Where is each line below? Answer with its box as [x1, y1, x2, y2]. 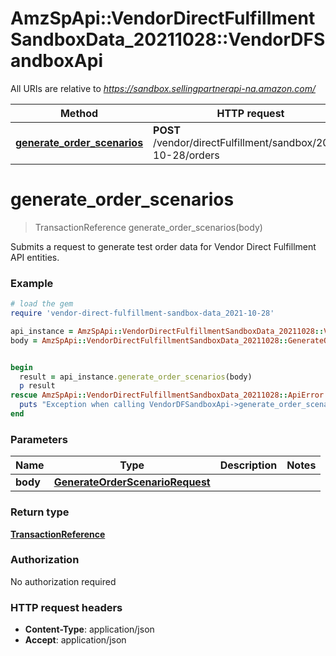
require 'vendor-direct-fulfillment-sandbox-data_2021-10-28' [10, 308, 275, 319]
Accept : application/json [24, 634, 127, 646]
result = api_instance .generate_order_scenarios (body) [19, 372, 253, 382]
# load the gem [10, 299, 74, 309]
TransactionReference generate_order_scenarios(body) [34, 221, 263, 233]
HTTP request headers [10, 600, 123, 614]
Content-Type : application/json [24, 623, 155, 636]
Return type [10, 505, 70, 519]
